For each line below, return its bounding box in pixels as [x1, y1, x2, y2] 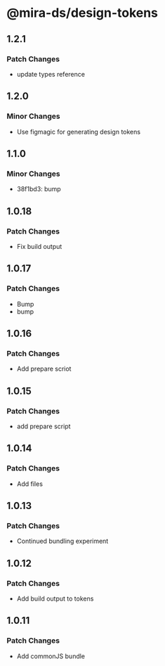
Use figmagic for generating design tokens [16, 127, 141, 136]
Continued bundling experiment [16, 537, 109, 546]
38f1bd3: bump [16, 185, 61, 193]
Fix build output [16, 242, 62, 250]
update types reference [16, 70, 86, 78]
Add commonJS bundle [16, 652, 86, 660]
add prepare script [16, 422, 71, 430]
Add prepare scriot [16, 364, 72, 373]
